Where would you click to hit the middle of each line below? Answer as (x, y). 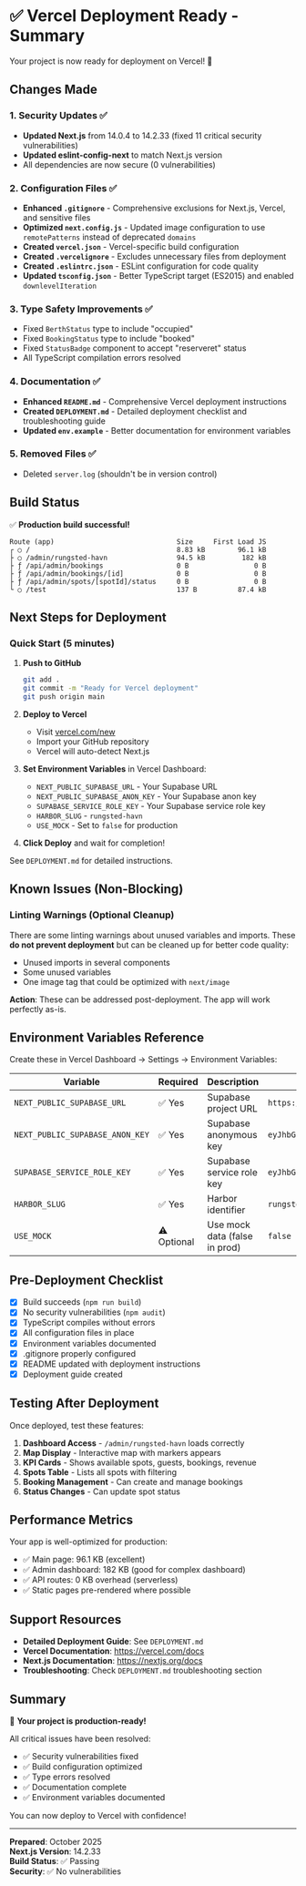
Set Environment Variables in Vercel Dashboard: (114, 769)
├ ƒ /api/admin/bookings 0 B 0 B (138, 566)
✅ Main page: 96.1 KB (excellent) (84, 1560)
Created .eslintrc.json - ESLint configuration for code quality (141, 266)
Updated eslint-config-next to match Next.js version (122, 155)
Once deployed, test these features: (76, 1425)
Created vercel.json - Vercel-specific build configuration (131, 246)
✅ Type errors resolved (66, 1777)
